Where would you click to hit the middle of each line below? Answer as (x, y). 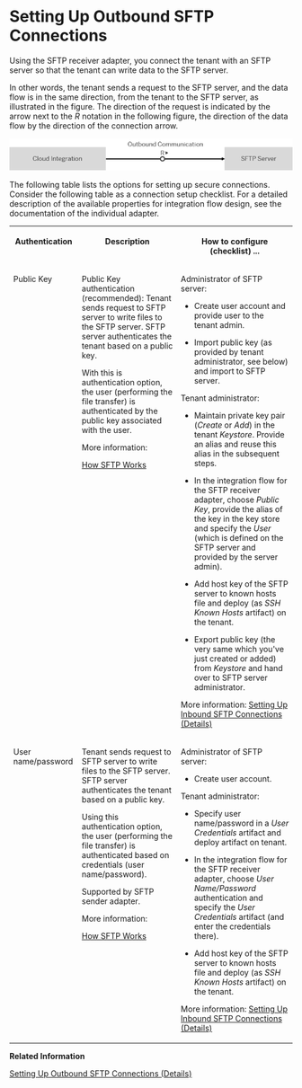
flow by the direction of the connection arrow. (94, 125)
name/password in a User (241, 823)
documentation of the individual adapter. (84, 214)
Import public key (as (233, 342)
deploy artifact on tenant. (240, 843)
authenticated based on (125, 855)
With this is (102, 372)
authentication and (228, 898)
